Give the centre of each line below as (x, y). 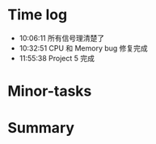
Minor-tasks (50, 91)
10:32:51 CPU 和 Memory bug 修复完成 (84, 48)
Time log (38, 15)
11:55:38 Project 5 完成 (57, 58)
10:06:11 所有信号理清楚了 (62, 38)
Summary (41, 128)
